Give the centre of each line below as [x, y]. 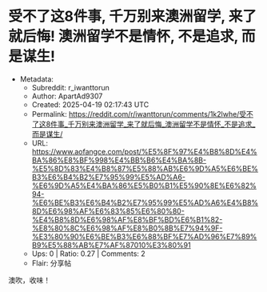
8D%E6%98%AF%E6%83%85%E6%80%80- [108, 211]
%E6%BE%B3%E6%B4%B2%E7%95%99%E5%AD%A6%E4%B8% [145, 202]
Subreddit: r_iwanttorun [71, 87]
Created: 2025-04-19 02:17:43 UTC [90, 104]
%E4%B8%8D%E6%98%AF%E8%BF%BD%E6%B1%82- [127, 219]
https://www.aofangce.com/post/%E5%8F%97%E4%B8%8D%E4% [144, 151]
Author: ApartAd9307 [67, 96]
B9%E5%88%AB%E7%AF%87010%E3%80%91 [111, 245]
